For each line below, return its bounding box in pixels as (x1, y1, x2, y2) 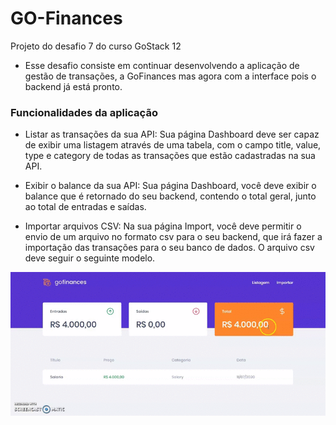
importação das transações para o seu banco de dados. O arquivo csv (24, 242, 315, 254)
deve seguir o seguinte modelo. (24, 252, 156, 264)
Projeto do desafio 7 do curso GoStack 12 (10, 40, 182, 52)
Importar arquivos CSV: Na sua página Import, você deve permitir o (24, 220, 302, 232)
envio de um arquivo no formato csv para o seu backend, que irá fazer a (24, 231, 323, 243)
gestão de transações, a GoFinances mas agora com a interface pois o (24, 70, 317, 82)
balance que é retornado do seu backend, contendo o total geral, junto (24, 190, 317, 202)
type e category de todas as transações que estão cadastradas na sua (24, 150, 316, 162)
